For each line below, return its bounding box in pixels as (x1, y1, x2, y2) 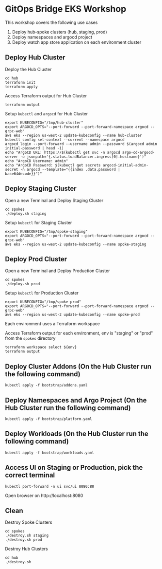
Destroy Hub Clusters (5, 546, 48, 552)
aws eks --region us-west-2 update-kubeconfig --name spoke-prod (5, 312, 140, 317)
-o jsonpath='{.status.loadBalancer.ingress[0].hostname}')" (20, 154, 146, 159)
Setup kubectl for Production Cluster (5, 290, 79, 296)
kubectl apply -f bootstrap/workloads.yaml (5, 450, 95, 455)
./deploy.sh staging (5, 211, 47, 216)
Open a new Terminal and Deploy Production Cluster (5, 268, 110, 274)
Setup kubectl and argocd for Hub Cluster (5, 110, 88, 116)
